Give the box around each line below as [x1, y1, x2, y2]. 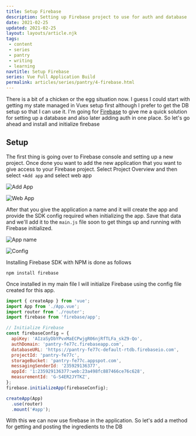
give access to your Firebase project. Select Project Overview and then [6, 165, 177, 173]
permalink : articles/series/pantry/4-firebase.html [6, 80, 135, 86]
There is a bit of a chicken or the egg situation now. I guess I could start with [6, 96, 190, 103]
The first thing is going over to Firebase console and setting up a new [6, 153, 174, 160]
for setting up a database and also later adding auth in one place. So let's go [6, 114, 190, 121]
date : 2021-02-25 [6, 19, 49, 25]
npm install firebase [6, 270, 59, 276]
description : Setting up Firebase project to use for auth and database [6, 14, 187, 20]
